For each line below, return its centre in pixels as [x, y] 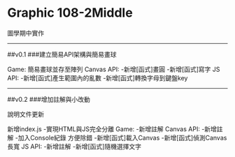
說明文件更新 [26, 114]
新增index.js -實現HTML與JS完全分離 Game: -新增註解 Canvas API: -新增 [112, 129]
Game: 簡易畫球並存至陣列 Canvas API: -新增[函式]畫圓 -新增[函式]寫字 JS [114, 69]
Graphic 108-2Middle [70, 13]
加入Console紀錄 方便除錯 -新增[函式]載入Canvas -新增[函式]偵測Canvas [122, 137]
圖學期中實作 [26, 33]
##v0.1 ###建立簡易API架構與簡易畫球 [62, 54]
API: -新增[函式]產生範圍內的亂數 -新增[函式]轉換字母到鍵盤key [98, 77]
